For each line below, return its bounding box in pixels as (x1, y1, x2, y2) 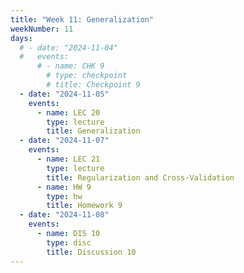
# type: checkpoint (46, 71, 128, 81)
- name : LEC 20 (36, 107, 101, 118)
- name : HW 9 (36, 182, 92, 192)
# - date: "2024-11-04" (19, 42, 118, 53)
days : (10, 33, 33, 43)
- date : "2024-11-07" (19, 136, 110, 146)
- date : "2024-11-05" (19, 89, 110, 99)
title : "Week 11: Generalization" (10, 14, 155, 25)
